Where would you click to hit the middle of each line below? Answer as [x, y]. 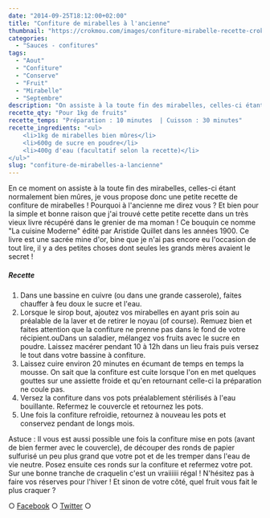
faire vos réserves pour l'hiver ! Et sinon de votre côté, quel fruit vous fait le [133, 482]
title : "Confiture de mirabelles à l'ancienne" [90, 23]
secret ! [21, 257]
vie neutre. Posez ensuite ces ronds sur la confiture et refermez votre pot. [131, 465]
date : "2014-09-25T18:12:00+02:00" [68, 16]
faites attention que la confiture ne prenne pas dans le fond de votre [133, 330]
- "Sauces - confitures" [57, 46]
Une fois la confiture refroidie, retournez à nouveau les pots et [123, 415]
